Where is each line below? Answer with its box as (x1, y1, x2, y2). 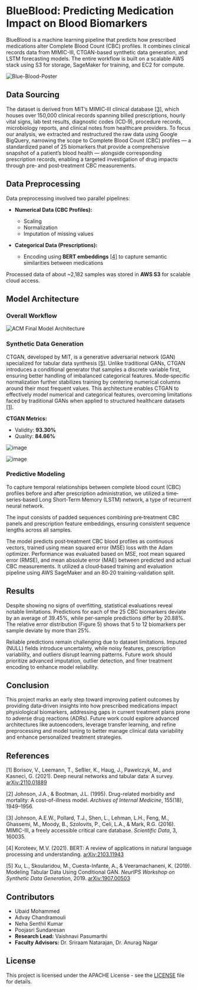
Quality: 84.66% (14, 432, 55, 440)
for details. (6, 978, 32, 985)
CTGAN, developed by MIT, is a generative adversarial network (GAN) (6, 353, 176, 360)
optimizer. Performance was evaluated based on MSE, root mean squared (6, 550, 186, 557)
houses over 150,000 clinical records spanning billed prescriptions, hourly (6, 112, 186, 119)
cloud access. (6, 277, 40, 284)
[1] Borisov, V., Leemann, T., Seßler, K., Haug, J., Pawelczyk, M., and (6, 766, 172, 773)
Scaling (23, 217, 42, 225)
